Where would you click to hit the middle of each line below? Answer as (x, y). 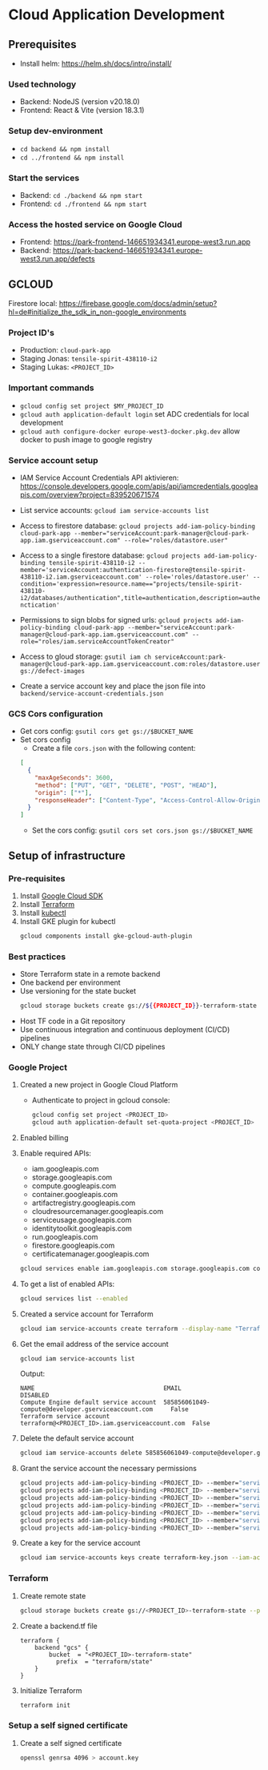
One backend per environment (70, 982)
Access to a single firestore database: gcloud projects (110, 555)
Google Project (38, 1067)
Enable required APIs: (56, 1153)
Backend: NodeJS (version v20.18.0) (80, 102)
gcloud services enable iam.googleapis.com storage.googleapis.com (134, 1268)
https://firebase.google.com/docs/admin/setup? (138, 303)
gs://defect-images (52, 671)
